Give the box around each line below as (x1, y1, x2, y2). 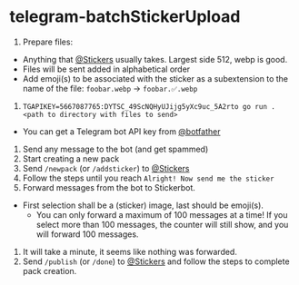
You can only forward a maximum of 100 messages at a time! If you (35, 209, 288, 220)
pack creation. (22, 265, 77, 276)
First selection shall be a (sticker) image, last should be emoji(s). (22, 200, 264, 211)
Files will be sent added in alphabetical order (22, 64, 191, 74)
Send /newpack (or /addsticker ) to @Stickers (22, 162, 190, 173)
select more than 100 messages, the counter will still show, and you (35, 219, 289, 230)
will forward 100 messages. (35, 229, 139, 240)
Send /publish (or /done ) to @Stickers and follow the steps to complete (22, 256, 290, 267)
